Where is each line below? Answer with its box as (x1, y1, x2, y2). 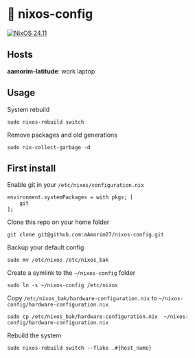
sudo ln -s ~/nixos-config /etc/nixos (7, 282, 118, 289)
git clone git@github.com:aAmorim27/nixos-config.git (7, 232, 165, 238)
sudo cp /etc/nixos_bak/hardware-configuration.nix (7, 313, 158, 320)
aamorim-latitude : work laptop (7, 67, 95, 75)
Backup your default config (7, 243, 84, 251)
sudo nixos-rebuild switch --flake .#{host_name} (7, 345, 152, 352)
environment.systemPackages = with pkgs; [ (7, 194, 134, 201)
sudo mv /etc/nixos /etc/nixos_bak (7, 257, 109, 264)
